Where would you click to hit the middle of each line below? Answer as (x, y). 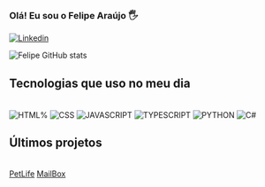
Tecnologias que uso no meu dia (100, 83)
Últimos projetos (56, 143)
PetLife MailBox (38, 174)
